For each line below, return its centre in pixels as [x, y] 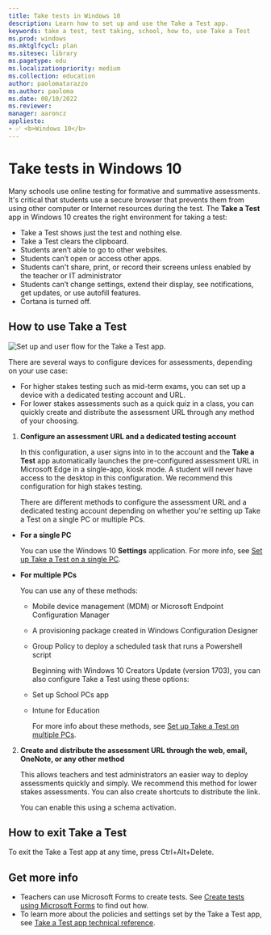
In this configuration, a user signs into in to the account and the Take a [137, 452]
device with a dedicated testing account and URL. [102, 395]
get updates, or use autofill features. [80, 293]
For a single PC [46, 535]
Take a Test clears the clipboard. [74, 241]
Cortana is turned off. [55, 301]
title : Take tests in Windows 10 [65, 16]
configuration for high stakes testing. [81, 486]
